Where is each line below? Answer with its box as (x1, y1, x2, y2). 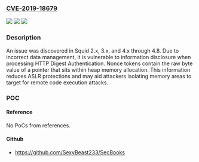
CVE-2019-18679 (6, 4, 58, 13)
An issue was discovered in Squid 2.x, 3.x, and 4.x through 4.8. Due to (6, 47, 179, 54)
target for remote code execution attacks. (6, 79, 109, 86)
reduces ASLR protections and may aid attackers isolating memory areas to (6, 72, 192, 80)
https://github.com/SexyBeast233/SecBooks (14, 148, 125, 156)
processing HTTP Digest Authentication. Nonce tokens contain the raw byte (6, 60, 193, 67)
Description (6, 33, 41, 42)
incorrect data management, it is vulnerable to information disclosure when (6, 53, 191, 60)
